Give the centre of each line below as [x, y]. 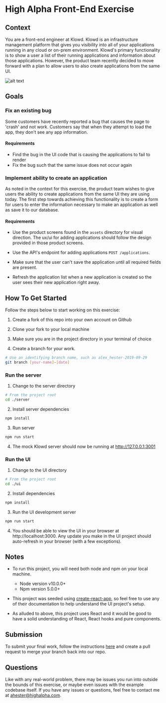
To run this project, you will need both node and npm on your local [80, 569]
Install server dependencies [41, 409]
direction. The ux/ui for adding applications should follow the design [82, 238]
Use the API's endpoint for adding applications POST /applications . [81, 253]
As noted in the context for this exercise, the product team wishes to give [80, 189]
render [19, 160]
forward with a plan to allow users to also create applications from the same [83, 66]
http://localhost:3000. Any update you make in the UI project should [82, 536]
